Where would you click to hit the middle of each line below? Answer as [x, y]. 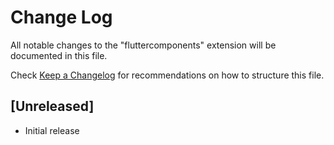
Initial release [52, 130]
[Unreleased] [52, 106]
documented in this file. [59, 55]
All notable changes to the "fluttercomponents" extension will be [143, 45]
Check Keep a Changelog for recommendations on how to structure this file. [167, 75]
